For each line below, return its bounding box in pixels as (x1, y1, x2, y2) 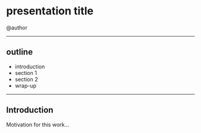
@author (6, 24, 28, 31)
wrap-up (14, 82, 37, 89)
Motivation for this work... (6, 121, 70, 128)
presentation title (6, 4, 94, 18)
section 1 (14, 69, 37, 76)
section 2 (14, 75, 38, 83)
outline (6, 47, 33, 58)
